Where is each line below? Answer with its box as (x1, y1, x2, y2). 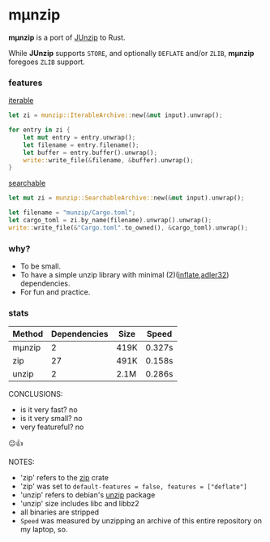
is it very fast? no (19, 405, 79, 415)
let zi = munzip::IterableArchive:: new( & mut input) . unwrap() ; (8, 111, 223, 119)
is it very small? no (19, 414, 83, 424)
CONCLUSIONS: (8, 389, 63, 399)
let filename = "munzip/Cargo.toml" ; (8, 209, 136, 217)
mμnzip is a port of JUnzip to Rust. (8, 32, 126, 42)
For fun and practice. (19, 287, 91, 297)
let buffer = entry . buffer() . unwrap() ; (23, 148, 158, 157)
